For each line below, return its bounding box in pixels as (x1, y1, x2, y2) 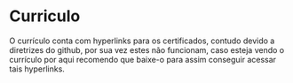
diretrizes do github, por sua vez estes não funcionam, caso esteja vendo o (9, 44, 285, 55)
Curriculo (9, 6, 81, 26)
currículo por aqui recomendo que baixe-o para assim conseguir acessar (9, 54, 277, 64)
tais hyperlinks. (9, 64, 65, 74)
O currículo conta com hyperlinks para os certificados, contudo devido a (9, 35, 275, 46)
